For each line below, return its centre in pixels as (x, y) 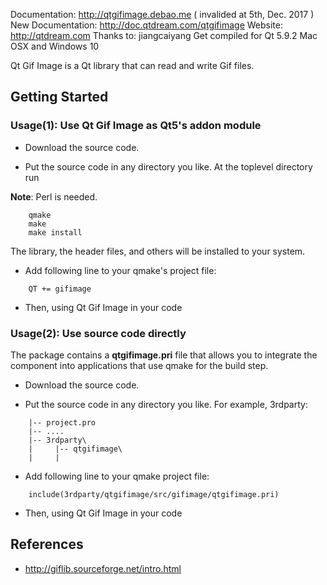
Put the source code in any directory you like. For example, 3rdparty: (166, 404)
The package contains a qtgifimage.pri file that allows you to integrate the (164, 355)
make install (55, 232)
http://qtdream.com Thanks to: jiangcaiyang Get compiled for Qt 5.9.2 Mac (164, 35)
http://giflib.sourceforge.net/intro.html (103, 568)
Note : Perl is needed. (54, 196)
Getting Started (59, 97)
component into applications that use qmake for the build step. (139, 365)
